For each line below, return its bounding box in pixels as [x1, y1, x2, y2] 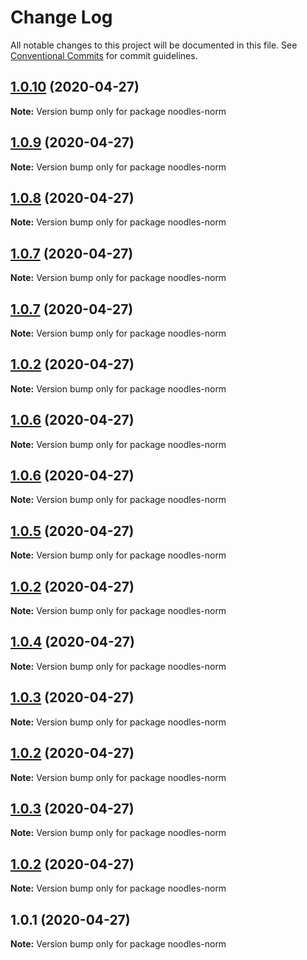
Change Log [10, 6, 113, 29]
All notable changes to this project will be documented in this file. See [10, 39, 298, 51]
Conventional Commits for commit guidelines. [10, 49, 198, 61]
